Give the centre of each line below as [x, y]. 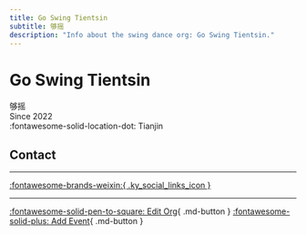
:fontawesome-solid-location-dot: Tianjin [87, 126]
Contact [33, 154]
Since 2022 [31, 117]
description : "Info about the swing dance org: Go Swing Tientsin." [142, 35]
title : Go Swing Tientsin [58, 18]
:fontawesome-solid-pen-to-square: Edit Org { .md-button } [120, 211]
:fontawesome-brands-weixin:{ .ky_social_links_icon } [110, 185]
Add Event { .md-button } [97, 221]
